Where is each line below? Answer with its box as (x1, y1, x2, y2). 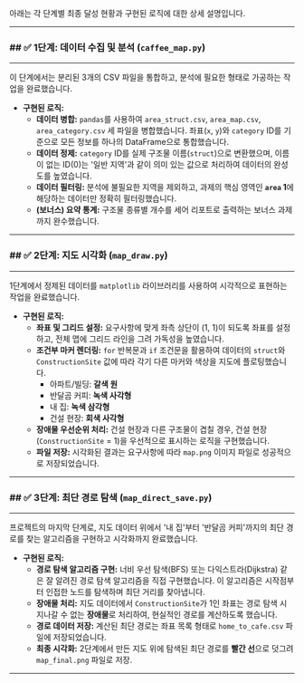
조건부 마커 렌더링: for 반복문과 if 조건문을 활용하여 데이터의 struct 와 (35, 344, 286, 355)
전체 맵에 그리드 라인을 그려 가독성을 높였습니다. (55, 333, 224, 344)
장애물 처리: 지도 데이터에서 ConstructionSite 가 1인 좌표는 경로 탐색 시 (35, 597, 288, 609)
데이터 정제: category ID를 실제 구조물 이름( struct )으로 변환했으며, (35, 148, 273, 159)
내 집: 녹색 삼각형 (49, 401, 110, 412)
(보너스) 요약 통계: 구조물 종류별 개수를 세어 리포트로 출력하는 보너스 (35, 205, 276, 216)
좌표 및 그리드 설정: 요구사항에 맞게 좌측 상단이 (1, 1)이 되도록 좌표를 (35, 322, 274, 332)
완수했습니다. (52, 216, 100, 226)
